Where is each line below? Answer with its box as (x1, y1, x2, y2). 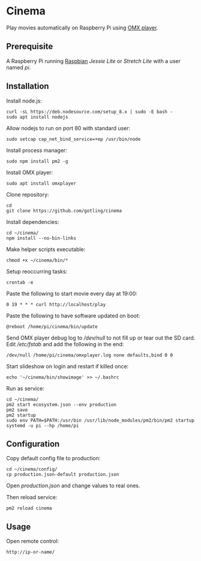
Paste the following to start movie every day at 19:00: (6, 290, 138, 297)
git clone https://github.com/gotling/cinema (6, 208, 122, 214)
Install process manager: (6, 146, 67, 154)
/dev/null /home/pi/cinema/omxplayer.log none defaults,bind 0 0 (6, 352, 173, 358)
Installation (6, 81, 49, 91)
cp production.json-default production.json (6, 472, 119, 478)
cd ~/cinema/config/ (6, 466, 58, 472)
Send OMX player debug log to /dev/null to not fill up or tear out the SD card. (6, 334, 196, 341)
